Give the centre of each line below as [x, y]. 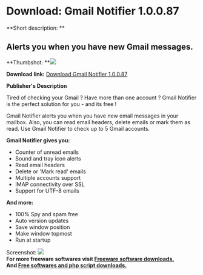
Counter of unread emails [47, 152]
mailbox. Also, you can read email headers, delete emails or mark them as [98, 122]
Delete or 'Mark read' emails [50, 171]
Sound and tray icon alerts [48, 158]
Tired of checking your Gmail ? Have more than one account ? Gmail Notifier [101, 98]
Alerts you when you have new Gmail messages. [100, 47]
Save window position [42, 227]
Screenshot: [22, 252]
